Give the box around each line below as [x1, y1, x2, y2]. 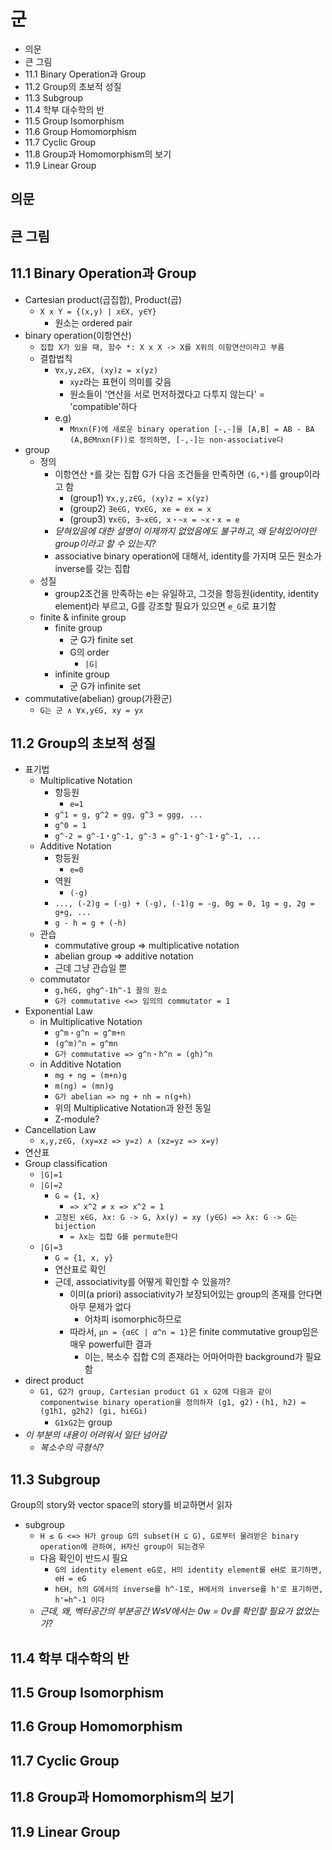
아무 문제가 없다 [69, 1301, 132, 1313]
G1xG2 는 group [54, 1416, 113, 1429]
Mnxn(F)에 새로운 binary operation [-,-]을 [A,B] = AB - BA [69, 424, 315, 434]
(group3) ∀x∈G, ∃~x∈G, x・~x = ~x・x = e [69, 513, 240, 525]
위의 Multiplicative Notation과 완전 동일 [54, 1102, 212, 1114]
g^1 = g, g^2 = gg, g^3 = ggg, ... [54, 810, 203, 820]
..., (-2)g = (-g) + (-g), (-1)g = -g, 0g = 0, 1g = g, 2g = [54, 899, 315, 909]
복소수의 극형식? [39, 1441, 104, 1454]
